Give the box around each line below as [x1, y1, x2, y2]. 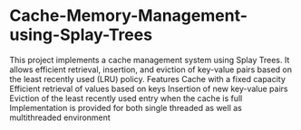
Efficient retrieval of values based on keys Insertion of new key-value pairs [9, 83, 288, 94]
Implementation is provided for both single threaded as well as [9, 102, 242, 113]
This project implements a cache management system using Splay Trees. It [9, 54, 290, 65]
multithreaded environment [9, 112, 111, 123]
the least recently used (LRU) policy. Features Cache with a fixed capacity [9, 73, 286, 84]
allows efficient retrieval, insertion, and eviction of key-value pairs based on [9, 64, 293, 75]
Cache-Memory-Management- [9, 5, 248, 26]
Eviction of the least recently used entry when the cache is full [9, 92, 243, 104]
